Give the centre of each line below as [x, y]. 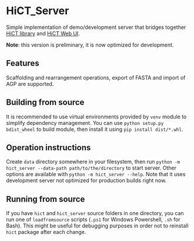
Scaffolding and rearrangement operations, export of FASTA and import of [96, 77]
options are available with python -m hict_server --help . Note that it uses [96, 174]
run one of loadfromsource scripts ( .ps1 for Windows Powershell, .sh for [93, 220]
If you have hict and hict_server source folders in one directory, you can [95, 213]
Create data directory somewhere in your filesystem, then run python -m [93, 162]
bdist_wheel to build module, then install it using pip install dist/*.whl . [95, 129]
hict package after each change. [46, 232]
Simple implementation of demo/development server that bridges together [96, 27]
